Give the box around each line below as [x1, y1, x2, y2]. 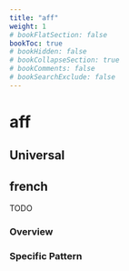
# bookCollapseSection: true [9, 55, 120, 65]
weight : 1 [9, 22, 47, 31]
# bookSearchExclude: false [9, 73, 116, 82]
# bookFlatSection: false [9, 30, 107, 39]
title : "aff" [9, 13, 59, 23]
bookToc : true [9, 38, 64, 48]
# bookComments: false [9, 65, 95, 74]
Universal [9, 147, 65, 164]
